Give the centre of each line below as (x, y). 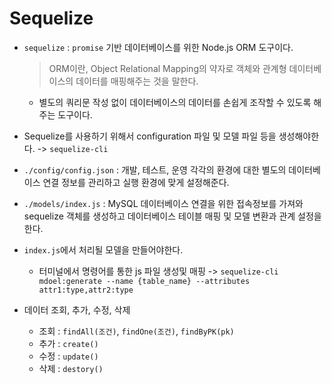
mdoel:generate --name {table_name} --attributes (144, 281)
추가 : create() (68, 343)
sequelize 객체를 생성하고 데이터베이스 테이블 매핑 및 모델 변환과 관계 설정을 (172, 216)
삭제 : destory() (71, 368)
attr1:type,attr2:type (86, 290)
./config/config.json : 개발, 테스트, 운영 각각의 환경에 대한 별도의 (155, 169)
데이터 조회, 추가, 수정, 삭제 (77, 309)
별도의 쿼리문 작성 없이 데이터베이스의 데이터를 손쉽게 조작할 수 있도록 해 (180, 102)
